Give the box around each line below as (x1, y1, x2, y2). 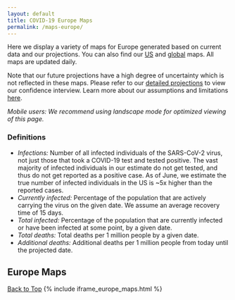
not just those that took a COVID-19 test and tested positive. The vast (17, 156, 218, 164)
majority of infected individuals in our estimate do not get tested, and (17, 163, 218, 172)
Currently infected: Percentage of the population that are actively (17, 193, 206, 201)
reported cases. (17, 186, 64, 194)
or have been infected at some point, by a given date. (17, 223, 172, 232)
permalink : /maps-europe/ (7, 23, 83, 30)
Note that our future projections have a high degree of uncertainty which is (7, 71, 224, 80)
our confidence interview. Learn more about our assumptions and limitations (7, 86, 229, 95)
